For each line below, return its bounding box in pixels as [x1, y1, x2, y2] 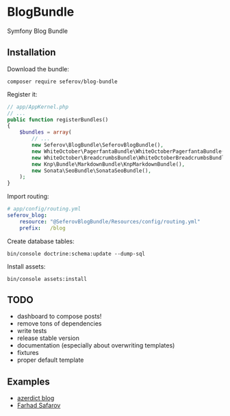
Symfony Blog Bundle [7, 27, 68, 35]
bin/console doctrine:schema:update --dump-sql [7, 250, 146, 257]
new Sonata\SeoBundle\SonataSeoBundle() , [31, 167, 152, 174]
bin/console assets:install [7, 276, 88, 282]
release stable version [16, 334, 80, 343]
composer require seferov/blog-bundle [7, 78, 118, 85]
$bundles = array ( [19, 129, 72, 136]
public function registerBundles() [7, 116, 109, 123]
